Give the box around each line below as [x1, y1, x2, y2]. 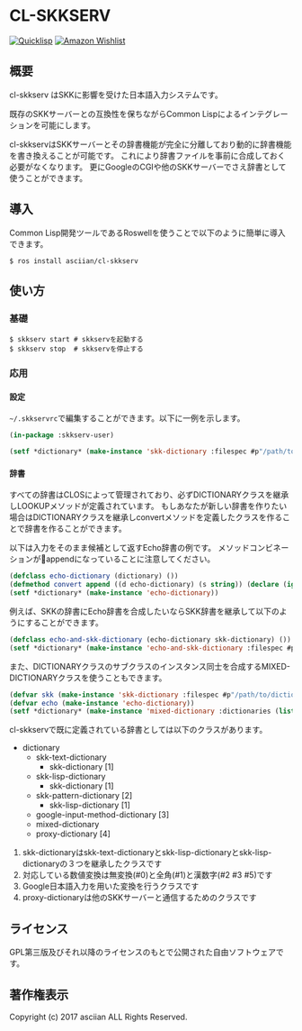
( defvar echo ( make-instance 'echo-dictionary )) [9, 698, 195, 707]
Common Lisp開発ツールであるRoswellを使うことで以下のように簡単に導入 [9, 227, 286, 238]
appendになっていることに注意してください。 [46, 553, 216, 564]
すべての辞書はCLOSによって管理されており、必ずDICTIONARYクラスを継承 [9, 489, 289, 500]
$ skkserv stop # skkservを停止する [9, 344, 144, 354]
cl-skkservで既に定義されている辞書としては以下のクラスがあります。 [9, 725, 268, 735]
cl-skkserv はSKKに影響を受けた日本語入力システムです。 [9, 89, 223, 100]
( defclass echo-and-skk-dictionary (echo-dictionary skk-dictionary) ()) [9, 634, 292, 644]
